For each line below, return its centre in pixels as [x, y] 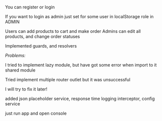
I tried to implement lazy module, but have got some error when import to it [81, 65]
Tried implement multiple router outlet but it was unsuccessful [68, 80]
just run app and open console [36, 113]
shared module [20, 70]
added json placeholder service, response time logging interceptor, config [80, 98]
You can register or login [30, 7]
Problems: [15, 55]
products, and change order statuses [42, 36]
